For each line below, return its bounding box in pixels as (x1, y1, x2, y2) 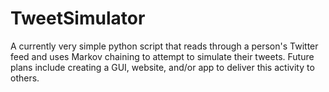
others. (10, 72, 40, 84)
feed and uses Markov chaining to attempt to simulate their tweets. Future (10, 50, 315, 62)
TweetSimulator (10, 7, 146, 30)
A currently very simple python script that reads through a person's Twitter (10, 40, 319, 52)
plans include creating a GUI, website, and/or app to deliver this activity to (10, 61, 315, 73)
